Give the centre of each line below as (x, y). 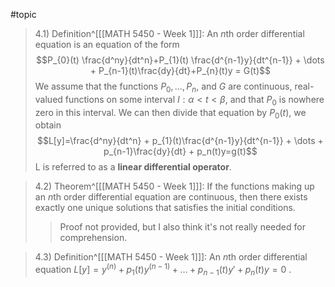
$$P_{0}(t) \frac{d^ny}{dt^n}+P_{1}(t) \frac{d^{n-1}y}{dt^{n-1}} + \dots (180, 60)
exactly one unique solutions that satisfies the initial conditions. (165, 208)
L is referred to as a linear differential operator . (133, 167)
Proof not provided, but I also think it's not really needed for (182, 227)
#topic (23, 14)
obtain (48, 125)
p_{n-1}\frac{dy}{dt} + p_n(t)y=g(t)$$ (180, 151)
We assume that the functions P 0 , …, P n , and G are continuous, (163, 87)
